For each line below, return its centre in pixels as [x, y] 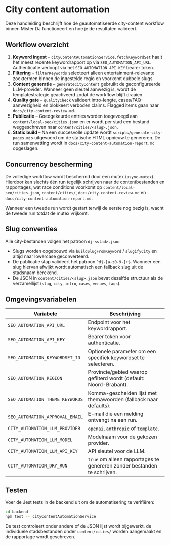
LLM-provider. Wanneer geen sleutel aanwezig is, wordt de [74, 89]
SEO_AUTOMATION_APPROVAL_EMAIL [46, 417]
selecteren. [101, 364]
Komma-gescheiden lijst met [122, 393]
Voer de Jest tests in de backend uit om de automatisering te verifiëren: [80, 502]
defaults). [99, 406]
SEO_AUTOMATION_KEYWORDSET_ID [44, 358]
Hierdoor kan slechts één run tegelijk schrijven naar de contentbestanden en [85, 182]
